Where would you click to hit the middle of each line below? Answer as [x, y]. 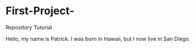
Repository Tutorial [29, 27]
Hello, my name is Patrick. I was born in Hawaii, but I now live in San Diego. [98, 39]
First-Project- [40, 11]
